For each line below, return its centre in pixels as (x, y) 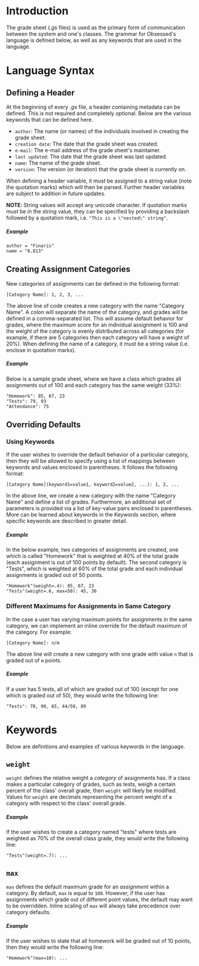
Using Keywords (30, 442)
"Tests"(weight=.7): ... (37, 856)
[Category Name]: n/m (33, 643)
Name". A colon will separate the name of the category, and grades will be (97, 312)
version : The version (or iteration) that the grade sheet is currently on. (100, 169)
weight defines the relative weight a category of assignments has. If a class (98, 778)
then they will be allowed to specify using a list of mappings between (91, 461)
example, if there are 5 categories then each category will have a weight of (98, 337)
